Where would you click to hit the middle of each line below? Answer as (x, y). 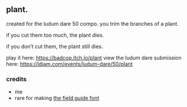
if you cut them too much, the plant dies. (55, 35)
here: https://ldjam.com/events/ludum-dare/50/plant (69, 64)
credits (16, 79)
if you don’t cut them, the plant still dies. (55, 46)
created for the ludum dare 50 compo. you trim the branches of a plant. (93, 23)
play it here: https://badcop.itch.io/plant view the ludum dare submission (94, 57)
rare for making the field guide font (57, 98)
